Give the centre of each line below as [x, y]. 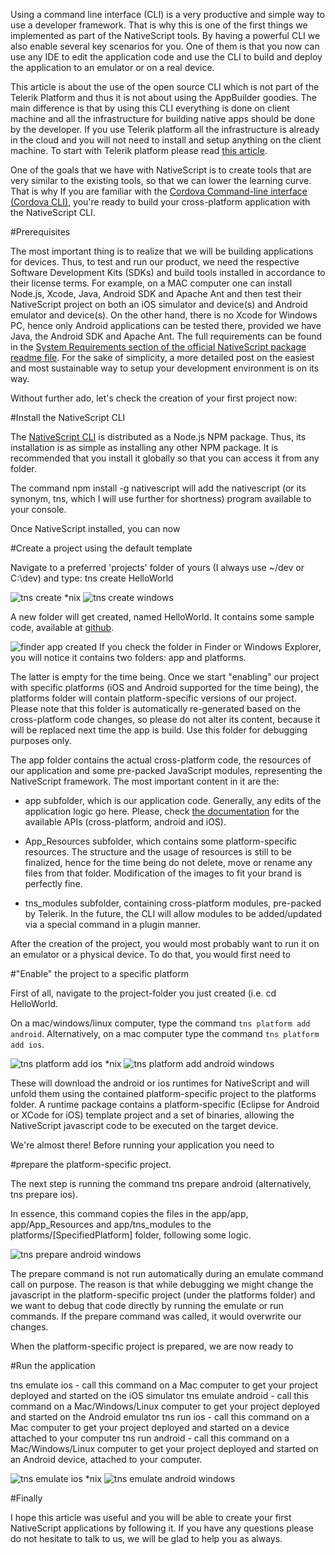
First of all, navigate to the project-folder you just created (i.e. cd [143, 993]
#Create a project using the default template [101, 548]
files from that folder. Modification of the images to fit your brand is [163, 873]
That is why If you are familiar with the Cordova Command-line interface [159, 191]
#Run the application [53, 1365]
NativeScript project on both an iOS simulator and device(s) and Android [159, 304]
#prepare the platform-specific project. [91, 1164]
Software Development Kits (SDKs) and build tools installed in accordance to [168, 272]
